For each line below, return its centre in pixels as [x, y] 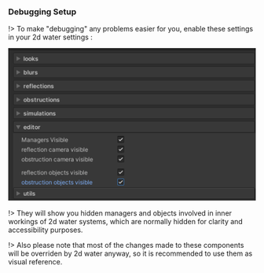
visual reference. [35, 261]
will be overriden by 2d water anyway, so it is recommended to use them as [130, 253]
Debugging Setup [42, 12]
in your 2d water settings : [50, 37]
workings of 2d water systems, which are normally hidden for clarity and [126, 221]
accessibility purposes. [46, 230]
